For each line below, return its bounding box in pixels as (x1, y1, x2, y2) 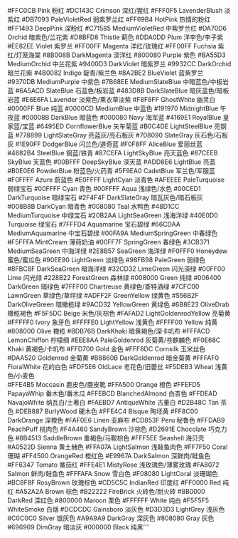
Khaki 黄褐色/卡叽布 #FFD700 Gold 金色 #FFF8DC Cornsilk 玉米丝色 (7, 345, 206, 353)
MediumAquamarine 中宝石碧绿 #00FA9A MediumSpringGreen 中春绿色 (7, 229, 218, 237)
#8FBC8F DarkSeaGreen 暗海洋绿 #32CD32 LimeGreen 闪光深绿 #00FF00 (7, 264, 226, 273)
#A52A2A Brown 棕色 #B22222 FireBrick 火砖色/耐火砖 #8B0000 (15, 487, 206, 495)
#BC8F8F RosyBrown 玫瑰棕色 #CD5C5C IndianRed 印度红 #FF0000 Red (7, 478, 222, 487)
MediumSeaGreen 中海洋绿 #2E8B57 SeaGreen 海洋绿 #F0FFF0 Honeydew (7, 247, 228, 255)
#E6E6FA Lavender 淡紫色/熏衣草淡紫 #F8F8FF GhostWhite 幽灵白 (21, 95, 216, 103)
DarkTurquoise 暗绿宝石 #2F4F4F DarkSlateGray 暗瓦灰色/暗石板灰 (7, 193, 204, 202)
